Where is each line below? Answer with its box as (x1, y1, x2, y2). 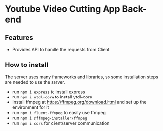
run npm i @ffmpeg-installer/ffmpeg (12, 115, 88, 121)
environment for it (12, 104, 49, 110)
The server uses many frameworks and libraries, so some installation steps (5, 74, 159, 80)
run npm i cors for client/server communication (12, 120, 109, 126)
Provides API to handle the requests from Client (12, 47, 109, 52)
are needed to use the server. (5, 79, 65, 85)
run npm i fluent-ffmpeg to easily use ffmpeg (12, 109, 106, 115)
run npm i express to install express (12, 89, 85, 95)
